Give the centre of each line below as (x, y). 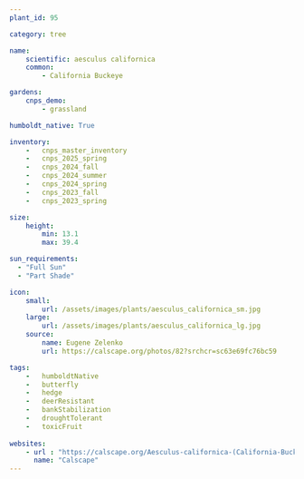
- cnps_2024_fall (62, 167)
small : (38, 300)
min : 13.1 (60, 234)
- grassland (65, 109)
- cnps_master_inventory (76, 151)
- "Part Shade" (46, 276)
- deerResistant (60, 401)
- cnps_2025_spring (66, 159)
